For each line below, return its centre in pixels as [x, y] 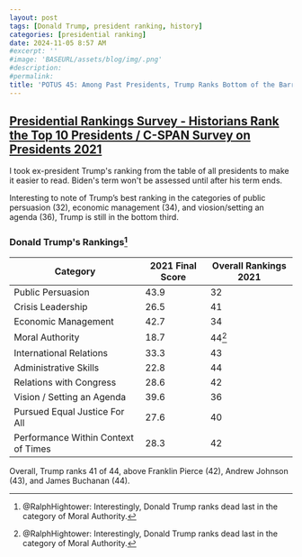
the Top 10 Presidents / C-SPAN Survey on [130, 136]
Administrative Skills [57, 368]
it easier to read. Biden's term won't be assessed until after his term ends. [146, 180]
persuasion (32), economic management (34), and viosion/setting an [137, 207]
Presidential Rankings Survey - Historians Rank [145, 121]
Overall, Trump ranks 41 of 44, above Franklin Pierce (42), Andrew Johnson [149, 470]
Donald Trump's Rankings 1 [69, 242]
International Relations [61, 352]
